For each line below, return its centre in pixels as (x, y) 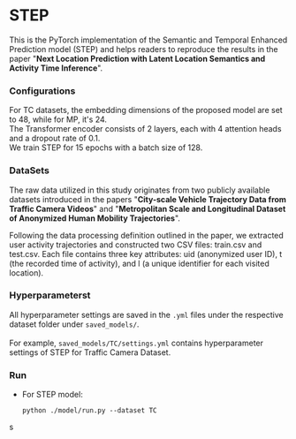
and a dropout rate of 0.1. (55, 139)
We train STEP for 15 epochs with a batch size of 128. (106, 148)
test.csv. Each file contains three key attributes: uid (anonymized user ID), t (146, 254)
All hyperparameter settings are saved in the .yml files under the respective (147, 314)
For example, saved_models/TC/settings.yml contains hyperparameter (136, 343)
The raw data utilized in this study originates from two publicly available (140, 190)
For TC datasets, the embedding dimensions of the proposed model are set (146, 110)
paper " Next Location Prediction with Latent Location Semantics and (137, 58)
